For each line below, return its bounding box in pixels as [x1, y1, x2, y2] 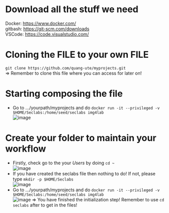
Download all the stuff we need [5, 4, 139, 15]
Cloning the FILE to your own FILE [5, 49, 149, 60]
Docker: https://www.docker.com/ [5, 20, 76, 26]
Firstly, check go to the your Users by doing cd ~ [12, 160, 115, 166]
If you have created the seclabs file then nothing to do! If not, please [12, 170, 156, 176]
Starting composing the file [5, 88, 123, 99]
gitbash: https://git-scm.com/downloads [5, 25, 90, 31]
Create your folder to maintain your [5, 132, 156, 144]
